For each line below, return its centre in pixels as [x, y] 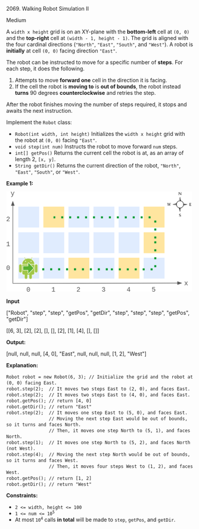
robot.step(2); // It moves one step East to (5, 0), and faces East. [97, 413]
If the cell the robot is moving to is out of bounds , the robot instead [98, 86]
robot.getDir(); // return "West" [49, 484]
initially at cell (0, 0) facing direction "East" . [62, 51]
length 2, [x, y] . [35, 159]
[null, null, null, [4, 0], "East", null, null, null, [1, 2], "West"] [77, 354]
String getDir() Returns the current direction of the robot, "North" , [98, 165]
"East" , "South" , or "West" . [47, 172]
